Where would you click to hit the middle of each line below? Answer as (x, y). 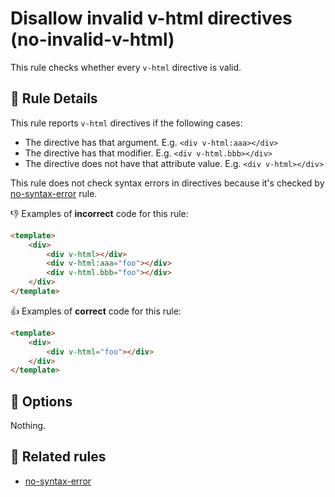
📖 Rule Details (54, 98)
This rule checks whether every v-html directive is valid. (126, 67)
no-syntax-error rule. (54, 193)
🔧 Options (41, 401)
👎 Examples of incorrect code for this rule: (99, 213)
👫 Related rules (58, 457)
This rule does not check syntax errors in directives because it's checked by (167, 183)
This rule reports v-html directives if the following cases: (126, 123)
